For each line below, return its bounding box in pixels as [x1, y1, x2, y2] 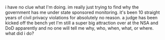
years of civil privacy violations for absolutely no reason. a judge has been [5, 15, 158, 20]
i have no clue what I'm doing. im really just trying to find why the [5, 4, 139, 10]
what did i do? [5, 31, 34, 36]
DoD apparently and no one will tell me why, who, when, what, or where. [5, 25, 154, 31]
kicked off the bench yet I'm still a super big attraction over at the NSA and [5, 20, 159, 26]
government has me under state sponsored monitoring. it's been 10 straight [5, 9, 161, 15]
